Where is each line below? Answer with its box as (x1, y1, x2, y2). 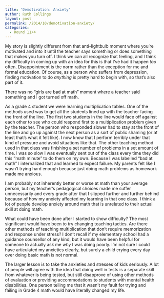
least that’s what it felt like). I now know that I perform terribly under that (5, 135, 150, 140)
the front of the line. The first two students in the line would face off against (5, 114, 157, 119)
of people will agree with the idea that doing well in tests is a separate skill (5, 267, 155, 272)
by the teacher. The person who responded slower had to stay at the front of (5, 124, 159, 130)
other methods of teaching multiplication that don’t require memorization (5, 226, 151, 232)
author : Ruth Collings (5, 12, 51, 17)
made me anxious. (5, 171, 42, 177)
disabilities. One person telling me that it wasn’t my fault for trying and (5, 282, 146, 288)
